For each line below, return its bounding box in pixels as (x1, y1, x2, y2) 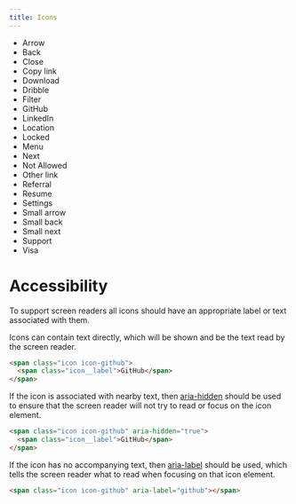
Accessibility (9, 276, 108, 295)
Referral (21, 178, 52, 189)
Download (21, 75, 60, 85)
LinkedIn (21, 113, 54, 123)
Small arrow (21, 207, 67, 217)
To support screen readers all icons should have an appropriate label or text (9, 305, 287, 316)
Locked (21, 131, 51, 142)
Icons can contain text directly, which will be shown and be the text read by (9, 332, 285, 343)
